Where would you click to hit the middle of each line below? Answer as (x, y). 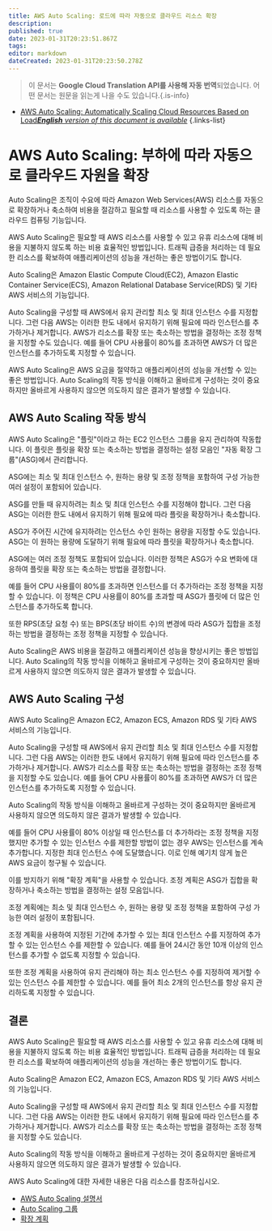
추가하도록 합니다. (64, 606)
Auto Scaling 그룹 (49, 1209)
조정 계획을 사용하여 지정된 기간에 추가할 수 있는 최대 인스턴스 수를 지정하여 (127, 935)
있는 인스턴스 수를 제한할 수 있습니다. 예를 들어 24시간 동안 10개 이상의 (137, 945)
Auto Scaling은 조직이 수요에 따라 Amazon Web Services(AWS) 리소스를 (125, 199)
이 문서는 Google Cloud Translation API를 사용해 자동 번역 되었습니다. (140, 85)
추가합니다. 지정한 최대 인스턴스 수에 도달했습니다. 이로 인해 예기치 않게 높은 (128, 853)
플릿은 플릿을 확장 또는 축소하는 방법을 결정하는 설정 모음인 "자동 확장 (143, 449)
